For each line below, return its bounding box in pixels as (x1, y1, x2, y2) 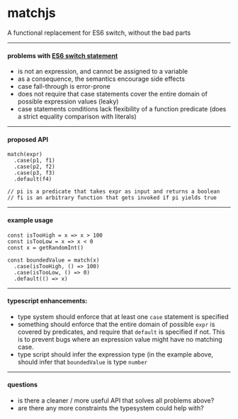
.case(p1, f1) (13, 157, 55, 164)
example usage (7, 216, 54, 224)
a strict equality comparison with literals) (17, 112, 137, 121)
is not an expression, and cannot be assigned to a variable (17, 67, 188, 76)
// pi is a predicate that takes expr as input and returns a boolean (7, 188, 220, 196)
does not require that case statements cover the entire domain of (17, 90, 208, 99)
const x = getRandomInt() (7, 244, 84, 251)
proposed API (7, 135, 48, 143)
